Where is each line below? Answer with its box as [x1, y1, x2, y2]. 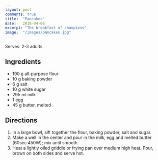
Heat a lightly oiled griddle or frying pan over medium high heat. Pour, [12, 145, 154, 151]
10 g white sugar [12, 86, 46, 92]
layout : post [5, 7, 32, 12]
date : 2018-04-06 [5, 21, 45, 26]
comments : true [5, 12, 36, 17]
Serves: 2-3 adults [5, 44, 43, 49]
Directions [5, 116, 38, 125]
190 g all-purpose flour [12, 71, 59, 77]
